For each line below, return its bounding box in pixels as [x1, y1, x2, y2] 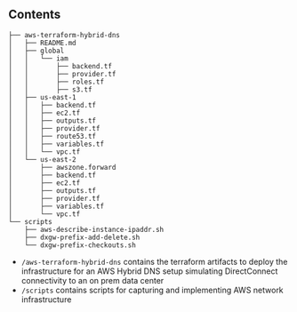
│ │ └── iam [8, 53, 68, 63]
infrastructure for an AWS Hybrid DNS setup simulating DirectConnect [20, 266, 278, 276]
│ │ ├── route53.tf [8, 132, 97, 140]
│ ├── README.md [8, 38, 76, 47]
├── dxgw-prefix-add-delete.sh [24, 233, 140, 242]
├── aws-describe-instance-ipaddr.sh [24, 225, 165, 234]
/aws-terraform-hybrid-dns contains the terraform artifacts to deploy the [20, 256, 288, 267]
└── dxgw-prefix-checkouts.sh [24, 240, 137, 250]
